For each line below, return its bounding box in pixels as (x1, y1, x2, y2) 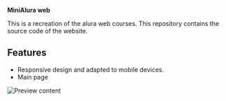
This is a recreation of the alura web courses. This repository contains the (7, 20, 220, 27)
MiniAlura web (7, 6, 51, 14)
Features (7, 47, 47, 59)
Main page (17, 72, 49, 81)
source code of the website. (7, 27, 89, 35)
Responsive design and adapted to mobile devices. (17, 65, 164, 74)
